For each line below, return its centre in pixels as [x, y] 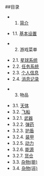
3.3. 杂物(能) [25, 162]
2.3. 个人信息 [25, 73]
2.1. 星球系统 [25, 60]
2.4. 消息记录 [25, 79]
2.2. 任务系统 [25, 66]
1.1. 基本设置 [24, 33]
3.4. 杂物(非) [25, 168]
